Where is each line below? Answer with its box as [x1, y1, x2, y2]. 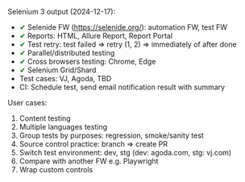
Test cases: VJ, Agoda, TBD [19, 74, 112, 83]
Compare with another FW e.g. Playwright [19, 156, 159, 166]
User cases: [7, 98, 48, 107]
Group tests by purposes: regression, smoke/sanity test [19, 130, 205, 140]
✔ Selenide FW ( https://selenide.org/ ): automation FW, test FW [19, 23, 227, 31]
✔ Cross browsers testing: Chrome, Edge [19, 56, 156, 66]
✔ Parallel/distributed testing [19, 48, 115, 57]
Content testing [19, 114, 71, 123]
